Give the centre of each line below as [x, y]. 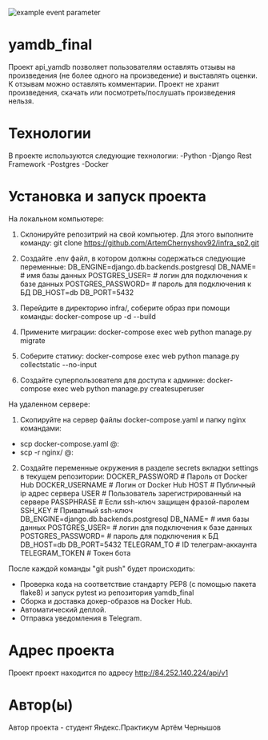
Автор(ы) [41, 705]
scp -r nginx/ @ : [47, 452]
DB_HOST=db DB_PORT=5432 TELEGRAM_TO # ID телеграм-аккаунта [138, 544]
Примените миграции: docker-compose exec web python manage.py [136, 332]
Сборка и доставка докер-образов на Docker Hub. [106, 600]
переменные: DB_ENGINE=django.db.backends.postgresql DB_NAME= [138, 267]
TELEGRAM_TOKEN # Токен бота [75, 552]
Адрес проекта [61, 650]
